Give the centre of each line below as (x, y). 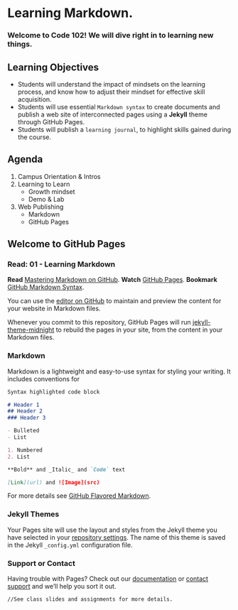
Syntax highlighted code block (54, 392)
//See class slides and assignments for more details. (90, 599)
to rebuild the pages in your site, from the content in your (139, 330)
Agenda (25, 159)
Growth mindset (52, 191)
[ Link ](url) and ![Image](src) (54, 482)
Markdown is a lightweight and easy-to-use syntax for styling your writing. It (119, 371)
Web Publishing (40, 207)
